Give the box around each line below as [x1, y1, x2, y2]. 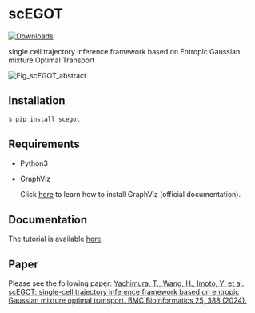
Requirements [8, 138, 80, 151]
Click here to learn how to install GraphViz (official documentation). [19, 190, 241, 199]
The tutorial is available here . [8, 234, 104, 244]
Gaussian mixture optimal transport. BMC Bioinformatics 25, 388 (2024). [8, 295, 248, 305]
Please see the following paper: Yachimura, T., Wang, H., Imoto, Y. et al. [8, 279, 245, 288]
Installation [8, 94, 66, 108]
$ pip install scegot [8, 115, 81, 123]
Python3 [19, 159, 48, 168]
